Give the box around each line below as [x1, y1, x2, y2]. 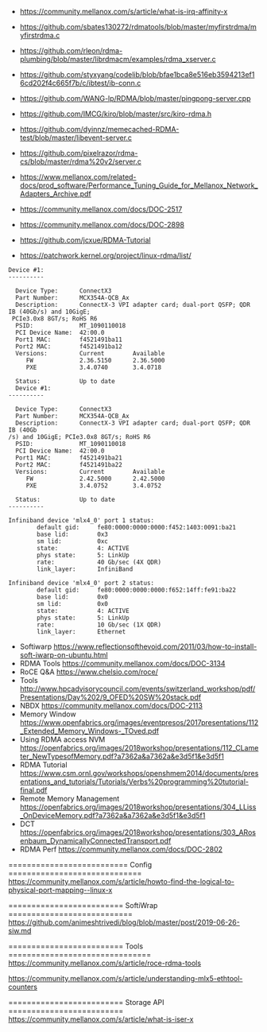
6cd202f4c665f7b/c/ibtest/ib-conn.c [19, 79, 141, 87]
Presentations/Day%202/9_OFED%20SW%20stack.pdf [19, 693, 201, 702]
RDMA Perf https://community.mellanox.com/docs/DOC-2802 [19, 844, 223, 854]
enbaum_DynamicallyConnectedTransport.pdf [19, 836, 172, 845]
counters [8, 982, 38, 991]
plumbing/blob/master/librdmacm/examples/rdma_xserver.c [19, 55, 216, 64]
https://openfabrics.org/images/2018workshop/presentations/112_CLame [19, 743, 259, 752]
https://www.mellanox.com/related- [19, 173, 137, 181]
